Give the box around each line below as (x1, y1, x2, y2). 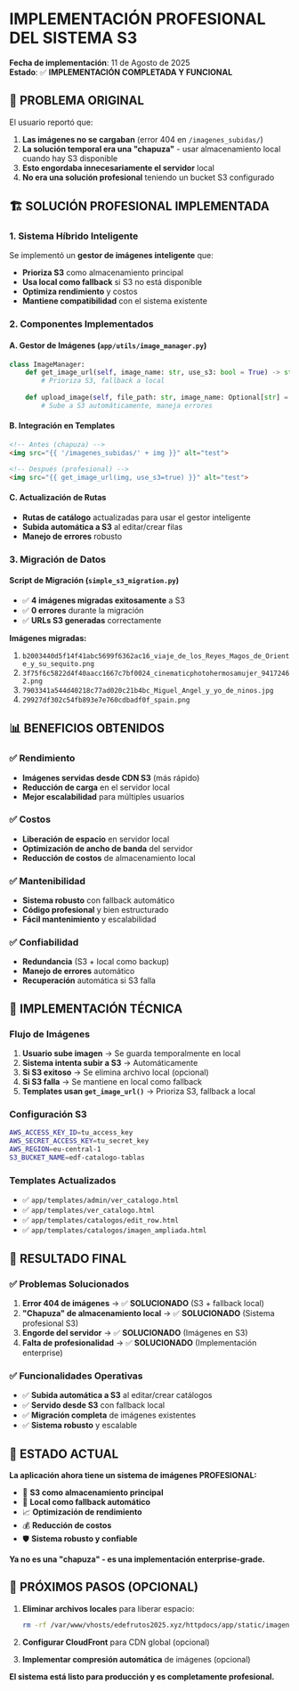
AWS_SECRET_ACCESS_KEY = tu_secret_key (9, 1136, 149, 1146)
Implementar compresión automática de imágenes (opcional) (21, 1654, 251, 1664)
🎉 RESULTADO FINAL (9, 1251, 127, 1266)
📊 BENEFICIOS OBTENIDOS (9, 721, 165, 736)
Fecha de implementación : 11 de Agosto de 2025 (9, 57, 190, 68)
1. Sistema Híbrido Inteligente (9, 230, 139, 242)
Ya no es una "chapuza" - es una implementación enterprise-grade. (9, 1554, 265, 1565)
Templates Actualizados (9, 1174, 117, 1186)
